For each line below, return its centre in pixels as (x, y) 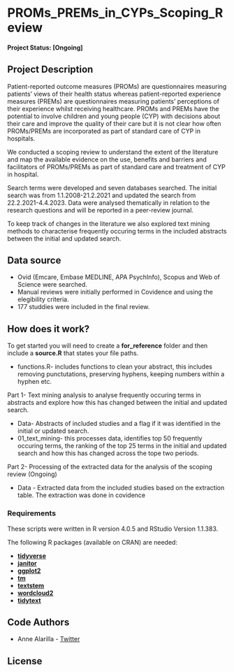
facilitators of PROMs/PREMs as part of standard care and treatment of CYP (116, 166)
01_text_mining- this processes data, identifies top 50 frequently (110, 438)
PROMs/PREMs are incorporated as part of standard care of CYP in (104, 131)
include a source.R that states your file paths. (73, 353)
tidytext (29, 600)
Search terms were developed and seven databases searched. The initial (112, 187)
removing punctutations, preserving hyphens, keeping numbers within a (121, 374)
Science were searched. (52, 285)
